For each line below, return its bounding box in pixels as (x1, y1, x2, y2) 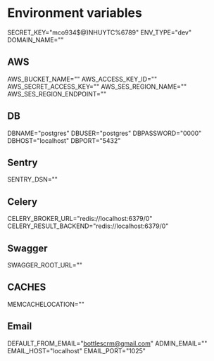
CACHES (7, 281, 46, 293)
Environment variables (7, 5, 142, 21)
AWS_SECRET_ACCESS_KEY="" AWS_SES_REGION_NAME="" (7, 82, 187, 91)
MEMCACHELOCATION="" (7, 300, 84, 308)
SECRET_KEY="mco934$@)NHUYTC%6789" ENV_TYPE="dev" (7, 28, 192, 37)
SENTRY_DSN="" (7, 175, 58, 184)
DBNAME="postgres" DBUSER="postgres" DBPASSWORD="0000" (7, 129, 202, 137)
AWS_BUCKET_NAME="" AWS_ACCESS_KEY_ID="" (7, 75, 157, 83)
